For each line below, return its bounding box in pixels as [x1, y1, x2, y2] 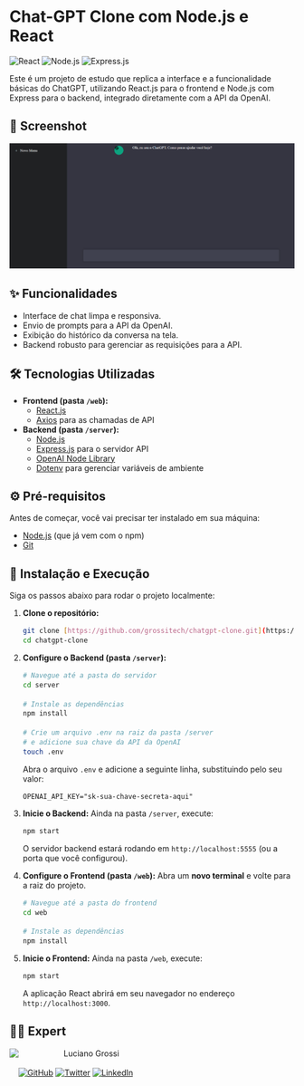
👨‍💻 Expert [9, 1024, 66, 1039]
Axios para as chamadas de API [35, 414, 155, 425]
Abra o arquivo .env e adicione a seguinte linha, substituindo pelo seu [22, 764, 283, 774]
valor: [22, 773, 44, 784]
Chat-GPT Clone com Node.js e [9, 6, 249, 27]
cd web [22, 908, 48, 917]
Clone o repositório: [22, 608, 100, 619]
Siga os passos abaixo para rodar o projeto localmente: [9, 591, 215, 601]
